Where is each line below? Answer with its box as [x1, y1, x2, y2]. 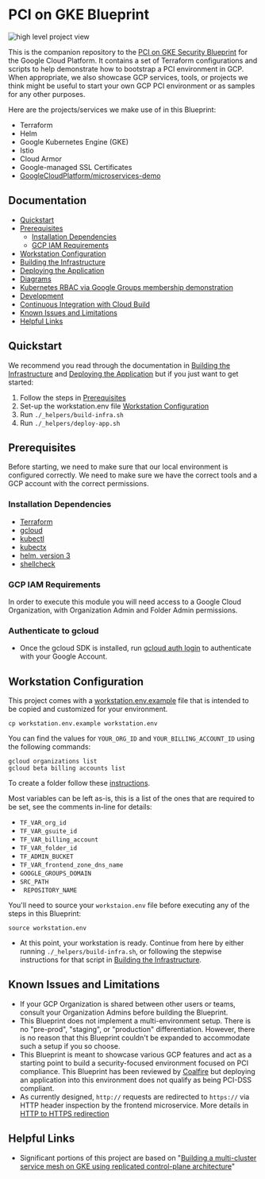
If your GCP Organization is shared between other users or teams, [19, 999, 236, 1008]
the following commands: [8, 742, 91, 752]
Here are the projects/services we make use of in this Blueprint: [8, 105, 217, 114]
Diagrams [19, 274, 52, 284]
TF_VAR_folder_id [19, 845, 78, 852]
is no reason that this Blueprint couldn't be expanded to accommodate [19, 1033, 251, 1042]
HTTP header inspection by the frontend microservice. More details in [19, 1100, 248, 1110]
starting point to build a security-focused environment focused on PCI [19, 1058, 248, 1068]
